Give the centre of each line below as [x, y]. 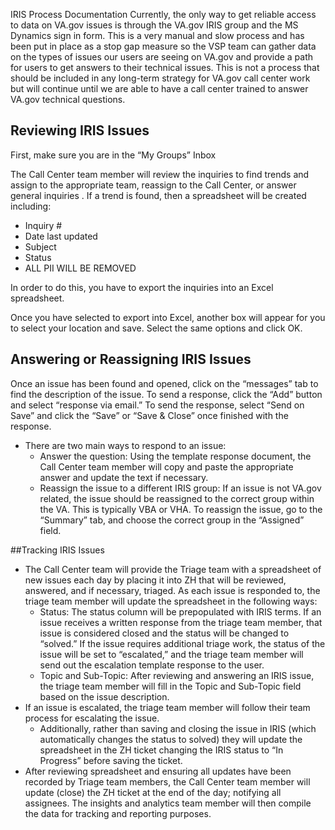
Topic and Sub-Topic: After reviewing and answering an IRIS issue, [177, 675]
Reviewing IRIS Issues [80, 130]
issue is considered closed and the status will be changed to [164, 633]
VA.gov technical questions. [68, 99]
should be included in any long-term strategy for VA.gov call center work [160, 78]
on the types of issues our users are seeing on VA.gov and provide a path [162, 57]
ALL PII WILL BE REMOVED [80, 268]
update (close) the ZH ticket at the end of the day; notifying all [153, 792]
